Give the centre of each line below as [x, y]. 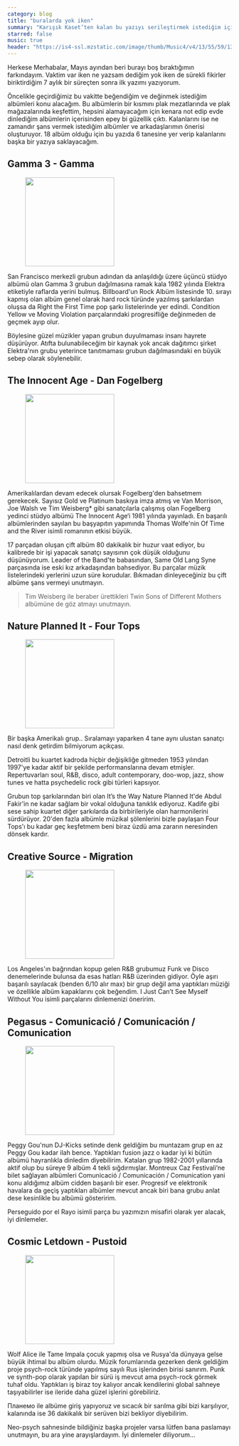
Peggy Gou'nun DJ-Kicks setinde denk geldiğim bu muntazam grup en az [115, 1145]
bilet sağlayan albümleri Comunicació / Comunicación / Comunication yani [116, 1175]
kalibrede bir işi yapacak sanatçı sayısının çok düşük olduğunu [99, 552]
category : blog [30, 14]
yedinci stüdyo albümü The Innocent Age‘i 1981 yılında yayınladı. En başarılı [117, 515]
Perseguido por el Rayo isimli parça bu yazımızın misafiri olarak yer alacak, [117, 1212]
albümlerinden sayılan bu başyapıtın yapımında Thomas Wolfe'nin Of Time [116, 523]
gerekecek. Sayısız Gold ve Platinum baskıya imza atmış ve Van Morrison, [115, 501]
